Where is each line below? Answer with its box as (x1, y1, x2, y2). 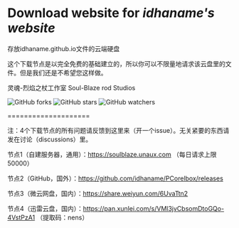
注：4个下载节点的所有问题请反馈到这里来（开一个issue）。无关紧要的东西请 (7, 126, 230, 134)
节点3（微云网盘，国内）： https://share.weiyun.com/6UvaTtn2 (7, 189, 188, 197)
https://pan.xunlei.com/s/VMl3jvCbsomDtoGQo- (83, 204, 225, 212)
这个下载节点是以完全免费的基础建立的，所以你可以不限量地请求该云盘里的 (7, 59, 225, 68)
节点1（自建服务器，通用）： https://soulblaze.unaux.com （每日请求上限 (7, 150, 217, 158)
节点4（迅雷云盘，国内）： (7, 204, 84, 212)
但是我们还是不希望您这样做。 (19, 68, 107, 77)
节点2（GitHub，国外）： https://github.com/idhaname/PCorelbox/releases (7, 174, 224, 183)
